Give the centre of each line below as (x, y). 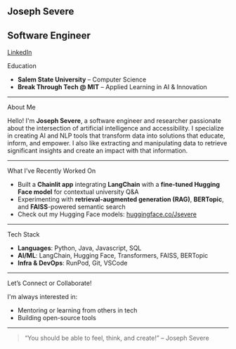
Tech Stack (24, 235)
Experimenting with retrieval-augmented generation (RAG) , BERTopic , (120, 199)
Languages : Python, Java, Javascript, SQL (79, 248)
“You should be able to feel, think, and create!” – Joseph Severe (117, 338)
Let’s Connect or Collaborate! (50, 283)
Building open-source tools (57, 318)
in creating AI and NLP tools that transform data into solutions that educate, (116, 136)
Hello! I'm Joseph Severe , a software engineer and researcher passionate (114, 121)
